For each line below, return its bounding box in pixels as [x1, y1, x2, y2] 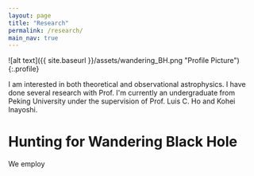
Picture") [210, 56, 240, 65]
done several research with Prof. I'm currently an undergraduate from [8, 88, 236, 98]
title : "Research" [8, 19, 69, 27]
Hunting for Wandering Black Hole [8, 133, 238, 151]
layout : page [8, 11, 52, 20]
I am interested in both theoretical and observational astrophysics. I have [8, 80, 246, 89]
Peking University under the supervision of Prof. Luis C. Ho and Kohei [8, 96, 236, 106]
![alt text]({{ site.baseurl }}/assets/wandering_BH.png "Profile [8, 56, 210, 65]
